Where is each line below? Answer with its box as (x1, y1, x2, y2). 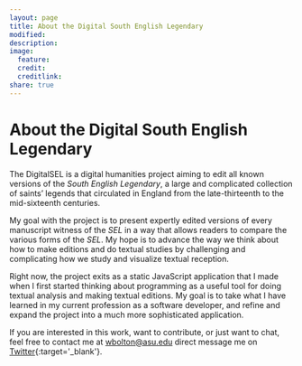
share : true (9, 80, 54, 89)
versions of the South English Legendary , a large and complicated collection (9, 178, 293, 189)
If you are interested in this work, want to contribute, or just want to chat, (9, 326, 280, 337)
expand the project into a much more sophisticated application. (9, 309, 244, 320)
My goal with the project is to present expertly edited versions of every (9, 214, 273, 226)
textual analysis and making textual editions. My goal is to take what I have (9, 290, 287, 301)
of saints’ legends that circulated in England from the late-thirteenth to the (9, 187, 284, 199)
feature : (17, 55, 50, 64)
